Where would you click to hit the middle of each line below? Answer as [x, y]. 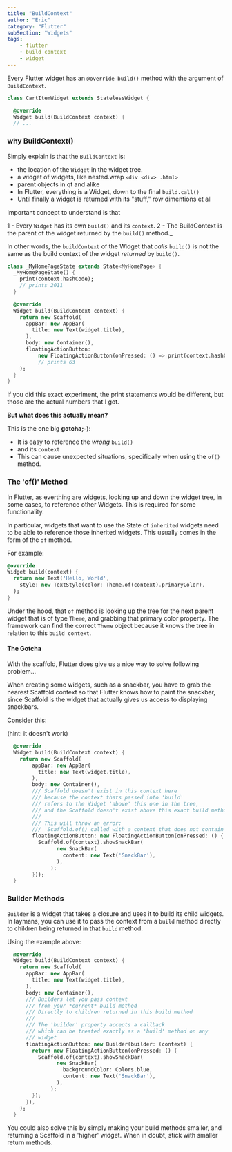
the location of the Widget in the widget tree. [80, 169]
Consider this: [27, 720]
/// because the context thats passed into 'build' [108, 798]
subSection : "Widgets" [40, 33]
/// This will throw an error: [77, 823]
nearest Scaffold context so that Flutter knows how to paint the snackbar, [112, 692]
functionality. [26, 511]
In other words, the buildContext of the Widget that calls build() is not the [113, 246]
